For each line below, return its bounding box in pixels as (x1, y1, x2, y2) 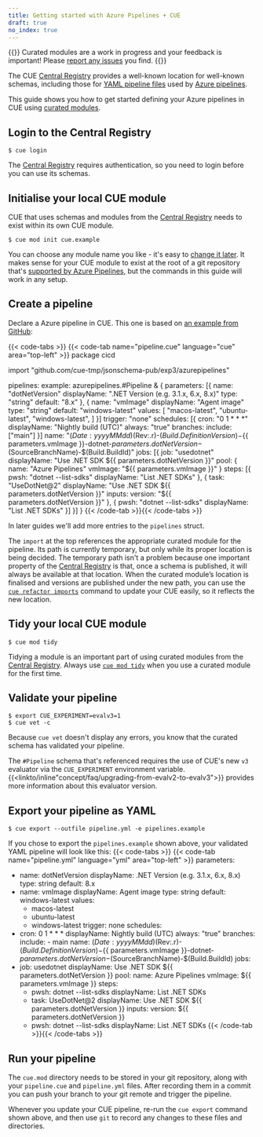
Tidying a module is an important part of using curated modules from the (8, 652, 243, 661)
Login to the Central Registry (8, 126, 152, 139)
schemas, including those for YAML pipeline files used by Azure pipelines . (8, 79, 248, 89)
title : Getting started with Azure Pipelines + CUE (8, 11, 181, 20)
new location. (8, 594, 53, 604)
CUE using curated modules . (8, 103, 100, 112)
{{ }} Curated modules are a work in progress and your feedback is (8, 48, 222, 57)
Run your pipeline (8, 1051, 97, 1065)
